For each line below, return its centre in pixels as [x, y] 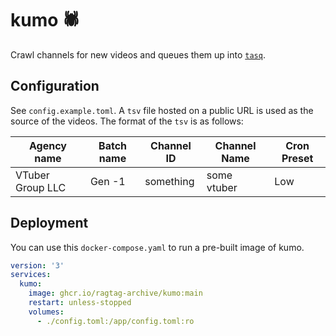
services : [31, 275]
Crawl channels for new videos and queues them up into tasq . [138, 54]
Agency [47, 145]
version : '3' [37, 265]
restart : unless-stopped [80, 303]
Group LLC [41, 187]
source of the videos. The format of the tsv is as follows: [127, 121]
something [169, 181]
